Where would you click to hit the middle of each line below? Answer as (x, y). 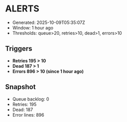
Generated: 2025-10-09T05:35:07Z (49, 22)
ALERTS (22, 9)
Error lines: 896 (28, 115)
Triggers (19, 49)
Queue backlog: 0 (31, 99)
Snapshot (20, 87)
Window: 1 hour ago (33, 27)
